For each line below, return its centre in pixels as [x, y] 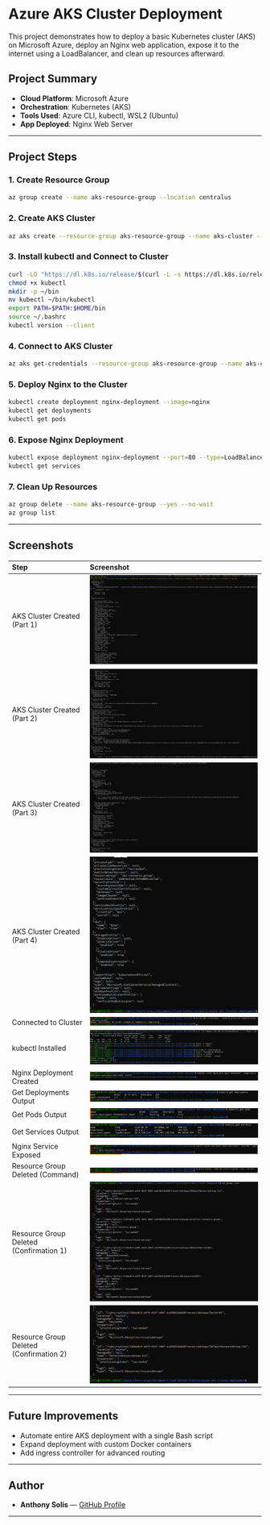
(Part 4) [25, 940]
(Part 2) [25, 719]
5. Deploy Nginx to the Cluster [68, 384]
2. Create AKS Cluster [52, 219]
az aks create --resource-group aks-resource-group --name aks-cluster [131, 236]
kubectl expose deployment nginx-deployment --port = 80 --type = [117, 458]
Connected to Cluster [47, 1022]
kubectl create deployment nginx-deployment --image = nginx [109, 402]
